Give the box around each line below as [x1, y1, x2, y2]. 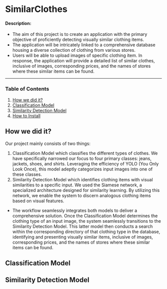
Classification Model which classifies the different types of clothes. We [12, 150, 158, 156]
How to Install [12, 113, 41, 119]
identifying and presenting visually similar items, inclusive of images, [12, 234, 153, 240]
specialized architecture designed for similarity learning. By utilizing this [12, 187, 160, 193]
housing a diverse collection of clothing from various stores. [12, 47, 136, 53]
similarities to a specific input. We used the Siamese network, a [12, 182, 142, 188]
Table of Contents [5, 86, 50, 93]
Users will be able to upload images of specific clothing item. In [12, 52, 143, 58]
